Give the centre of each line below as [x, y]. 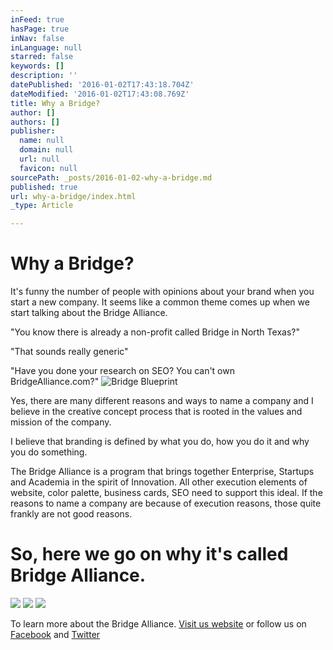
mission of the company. [61, 422]
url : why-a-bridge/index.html [73, 196]
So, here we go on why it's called [149, 554]
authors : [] [35, 122]
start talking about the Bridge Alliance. [89, 313]
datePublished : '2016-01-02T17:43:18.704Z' [102, 85]
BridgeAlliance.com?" [55, 382]
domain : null [46, 150]
